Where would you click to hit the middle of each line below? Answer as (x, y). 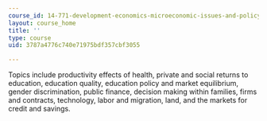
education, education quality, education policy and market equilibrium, (124, 84)
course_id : (26, 16)
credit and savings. (39, 109)
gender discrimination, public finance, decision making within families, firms (133, 92)
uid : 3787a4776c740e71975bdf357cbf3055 (74, 45)
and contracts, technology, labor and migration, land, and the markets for (128, 100)
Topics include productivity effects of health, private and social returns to (128, 75)
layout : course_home (43, 23)
